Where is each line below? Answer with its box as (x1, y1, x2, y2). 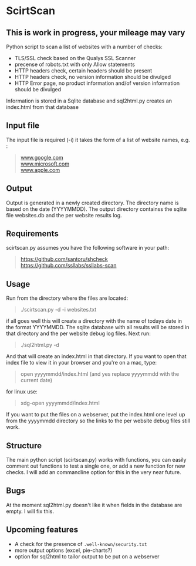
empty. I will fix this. (6, 508, 55, 515)
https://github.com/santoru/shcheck (20, 256, 109, 263)
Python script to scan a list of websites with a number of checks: (6, 43, 163, 50)
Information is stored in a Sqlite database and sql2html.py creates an (6, 97, 172, 104)
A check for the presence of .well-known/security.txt (14, 540, 147, 547)
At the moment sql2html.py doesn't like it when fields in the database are (6, 501, 183, 508)
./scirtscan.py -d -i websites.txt (20, 306, 97, 313)
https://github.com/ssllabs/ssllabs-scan (20, 262, 117, 269)
